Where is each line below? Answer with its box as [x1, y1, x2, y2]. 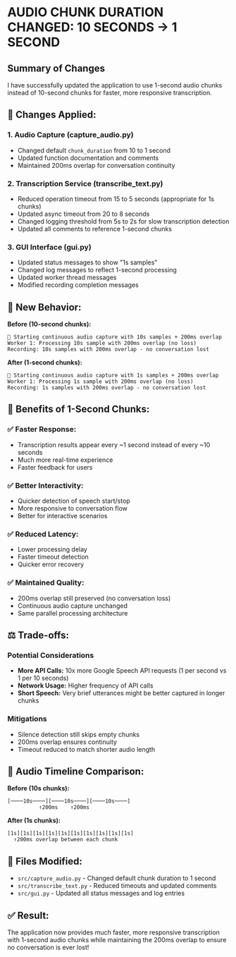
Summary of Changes [7, 62, 106, 74]
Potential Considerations [7, 650, 94, 660]
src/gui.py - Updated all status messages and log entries [17, 889, 185, 898]
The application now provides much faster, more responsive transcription [7, 928, 221, 937]
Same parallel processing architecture [17, 609, 128, 617]
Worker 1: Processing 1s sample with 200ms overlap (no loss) [7, 378, 194, 385]
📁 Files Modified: [7, 855, 83, 867]
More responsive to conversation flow [17, 504, 128, 513]
